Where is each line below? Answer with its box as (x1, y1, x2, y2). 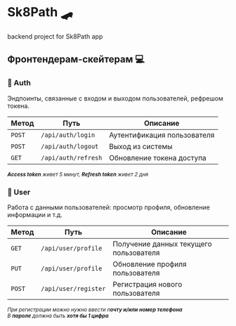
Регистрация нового (112, 279, 183, 289)
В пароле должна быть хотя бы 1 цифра (7, 312, 109, 319)
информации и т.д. (7, 210, 63, 219)
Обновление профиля (112, 259, 188, 269)
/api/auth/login (41, 131, 96, 139)
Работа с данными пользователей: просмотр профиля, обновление (7, 203, 211, 211)
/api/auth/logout (41, 142, 99, 150)
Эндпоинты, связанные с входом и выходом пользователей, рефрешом (7, 94, 223, 103)
